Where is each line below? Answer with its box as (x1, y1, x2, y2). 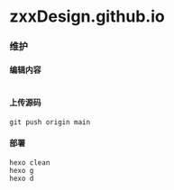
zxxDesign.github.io (9, 6, 165, 27)
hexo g (9, 166, 34, 175)
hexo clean (9, 158, 50, 167)
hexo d (9, 174, 34, 183)
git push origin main (9, 117, 91, 127)
